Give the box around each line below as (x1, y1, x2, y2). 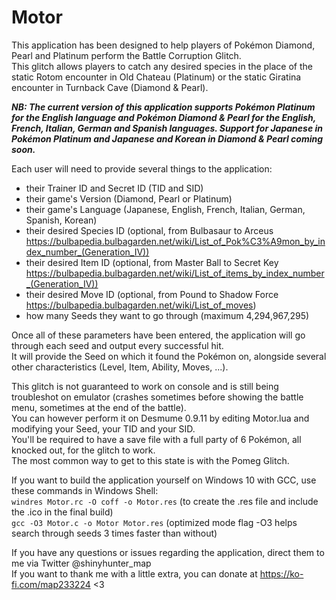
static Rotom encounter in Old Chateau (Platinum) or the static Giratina (11, 71, 302, 83)
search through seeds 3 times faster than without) (11, 527, 218, 539)
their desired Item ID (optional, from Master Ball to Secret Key (25, 256, 279, 268)
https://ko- (259, 567, 304, 580)
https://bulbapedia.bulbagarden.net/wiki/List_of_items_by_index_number (25, 267, 325, 279)
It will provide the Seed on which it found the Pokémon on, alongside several (11, 350, 327, 362)
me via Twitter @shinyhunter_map (11, 557, 152, 569)
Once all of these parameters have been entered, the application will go (11, 329, 306, 341)
